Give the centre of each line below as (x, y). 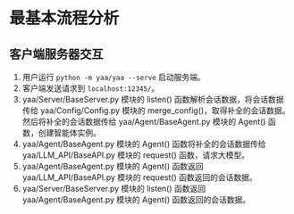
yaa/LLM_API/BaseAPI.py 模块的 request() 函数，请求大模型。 (136, 155)
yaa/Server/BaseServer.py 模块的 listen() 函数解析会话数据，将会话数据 (153, 99)
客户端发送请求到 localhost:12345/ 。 (91, 88)
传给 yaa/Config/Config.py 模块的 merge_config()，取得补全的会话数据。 (156, 111)
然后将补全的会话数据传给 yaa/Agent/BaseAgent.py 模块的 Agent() (144, 122)
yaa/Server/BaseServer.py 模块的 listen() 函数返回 (114, 189)
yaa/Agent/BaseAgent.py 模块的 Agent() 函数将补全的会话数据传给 (144, 144)
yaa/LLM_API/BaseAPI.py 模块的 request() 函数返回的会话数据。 (139, 177)
